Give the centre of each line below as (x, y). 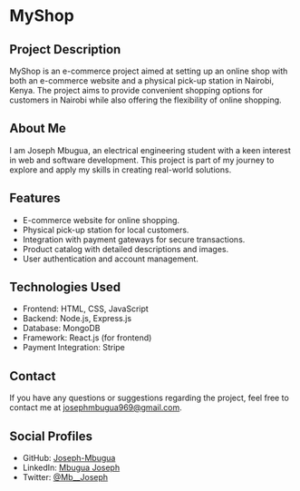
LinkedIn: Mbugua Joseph (71, 467)
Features (35, 198)
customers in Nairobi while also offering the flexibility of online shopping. (146, 100)
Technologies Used (65, 287)
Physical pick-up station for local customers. (106, 230)
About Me (38, 128)
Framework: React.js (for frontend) (87, 338)
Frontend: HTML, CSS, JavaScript (86, 309)
